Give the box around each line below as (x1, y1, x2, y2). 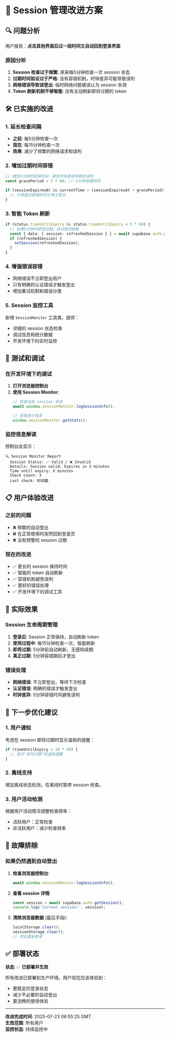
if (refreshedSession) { (10, 236, 62, 241)
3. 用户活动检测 (5, 795, 43, 802)
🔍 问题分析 (5, 26, 40, 35)
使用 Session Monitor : (12, 389, 60, 395)
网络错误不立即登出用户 (12, 275, 62, 281)
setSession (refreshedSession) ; (14, 241, 80, 246)
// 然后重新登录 (12, 934, 42, 939)
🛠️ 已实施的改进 (5, 104, 54, 113)
